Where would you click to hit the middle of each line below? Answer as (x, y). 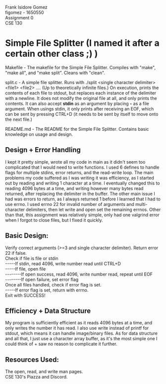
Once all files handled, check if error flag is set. (53, 285)
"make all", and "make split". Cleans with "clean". (55, 73)
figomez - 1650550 (25, 12)
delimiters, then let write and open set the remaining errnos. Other (93, 209)
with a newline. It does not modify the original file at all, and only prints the (81, 98)
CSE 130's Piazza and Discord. (36, 377)
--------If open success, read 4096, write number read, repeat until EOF (79, 274)
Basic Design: (27, 236)
